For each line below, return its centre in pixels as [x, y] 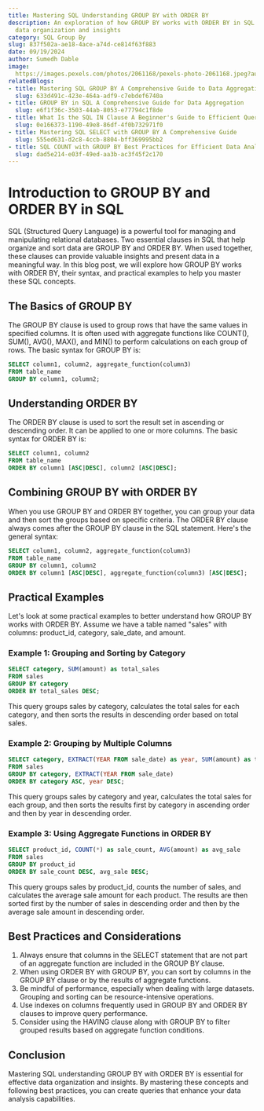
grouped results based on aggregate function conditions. [112, 1030]
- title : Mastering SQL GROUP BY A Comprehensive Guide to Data [115, 88]
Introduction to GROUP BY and [109, 193]
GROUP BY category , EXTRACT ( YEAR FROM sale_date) [91, 774]
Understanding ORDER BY [73, 404]
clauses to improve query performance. [83, 1014]
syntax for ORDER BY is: [47, 439]
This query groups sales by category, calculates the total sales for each [124, 706]
